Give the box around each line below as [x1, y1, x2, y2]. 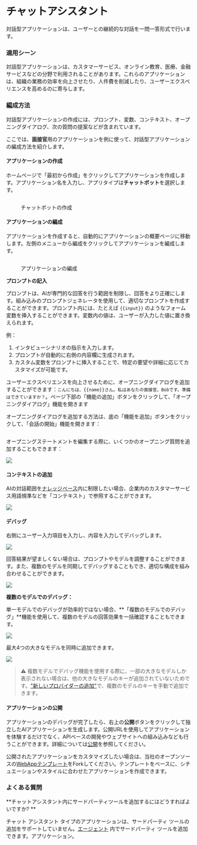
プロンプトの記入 [6, 277, 47, 284]
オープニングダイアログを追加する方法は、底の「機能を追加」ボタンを [6, 413, 176, 420]
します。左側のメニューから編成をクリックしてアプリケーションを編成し [6, 239, 180, 246]
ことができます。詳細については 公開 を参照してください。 [11, 740, 150, 748]
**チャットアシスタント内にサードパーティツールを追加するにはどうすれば [6, 798, 186, 805]
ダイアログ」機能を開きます [21, 400, 89, 407]
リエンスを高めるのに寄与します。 [6, 85, 88, 92]
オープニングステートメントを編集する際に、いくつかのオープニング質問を [6, 438, 185, 445]
